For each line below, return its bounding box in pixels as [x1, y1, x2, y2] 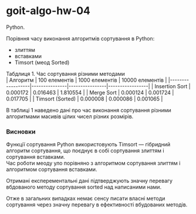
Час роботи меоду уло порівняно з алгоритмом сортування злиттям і [6, 160, 181, 167]
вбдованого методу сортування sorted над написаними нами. [6, 183, 162, 190]
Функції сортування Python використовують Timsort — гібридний [6, 141, 171, 148]
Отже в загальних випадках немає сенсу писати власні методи [6, 195, 165, 202]
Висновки [6, 128, 36, 136]
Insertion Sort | [154, 82, 191, 89]
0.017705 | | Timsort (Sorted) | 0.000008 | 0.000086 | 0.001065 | [6, 95, 163, 102]
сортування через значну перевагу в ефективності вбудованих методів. [6, 201, 188, 208]
